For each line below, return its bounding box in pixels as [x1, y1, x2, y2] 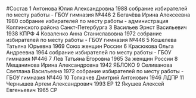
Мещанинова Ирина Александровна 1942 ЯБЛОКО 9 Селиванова [6, 61, 173, 68]
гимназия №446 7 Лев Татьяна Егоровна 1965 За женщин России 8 [6, 55, 178, 62]
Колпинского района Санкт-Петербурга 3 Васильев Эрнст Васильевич [6, 24, 187, 31]
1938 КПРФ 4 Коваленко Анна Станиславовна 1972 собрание [6, 30, 162, 37]
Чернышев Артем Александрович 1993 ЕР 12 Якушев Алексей [6, 80, 164, 87]
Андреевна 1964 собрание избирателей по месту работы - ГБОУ [6, 49, 172, 55]
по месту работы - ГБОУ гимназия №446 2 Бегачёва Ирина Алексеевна [6, 11, 191, 18]
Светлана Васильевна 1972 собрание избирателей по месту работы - [6, 68, 184, 74]
